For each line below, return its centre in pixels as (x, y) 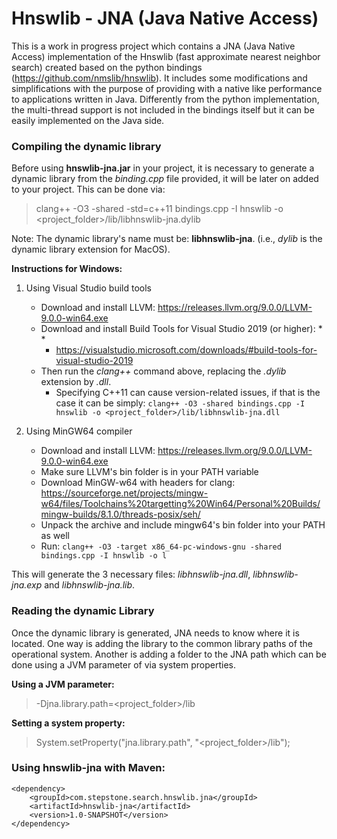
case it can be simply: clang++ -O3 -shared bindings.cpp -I (180, 403)
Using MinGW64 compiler (79, 431)
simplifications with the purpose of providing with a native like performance (167, 88)
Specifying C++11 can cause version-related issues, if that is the (188, 393)
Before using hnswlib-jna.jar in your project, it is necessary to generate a (163, 168)
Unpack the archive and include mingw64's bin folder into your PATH (183, 525)
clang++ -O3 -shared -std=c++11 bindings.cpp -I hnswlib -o (159, 209)
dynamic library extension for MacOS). (91, 249)
